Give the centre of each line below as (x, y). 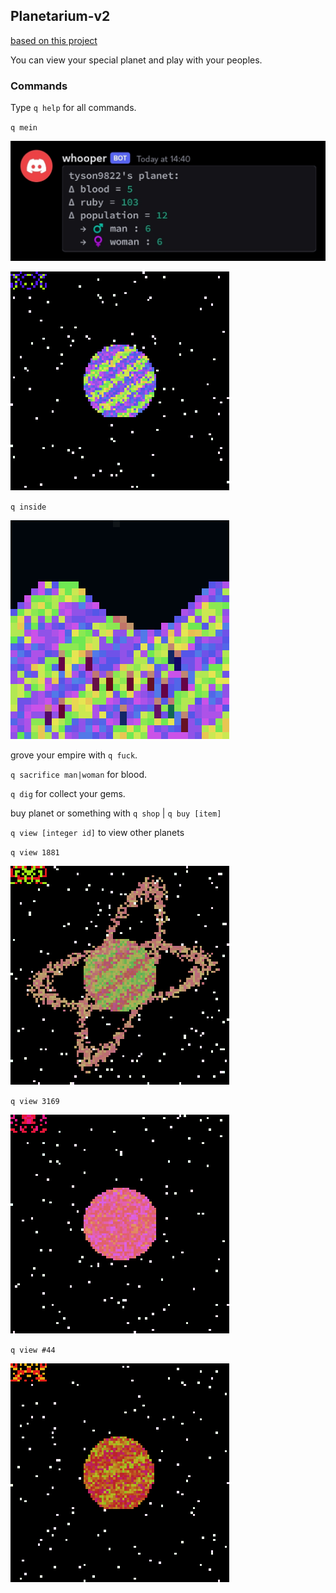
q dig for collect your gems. (68, 793)
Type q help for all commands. (73, 108)
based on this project (54, 40)
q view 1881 (35, 852)
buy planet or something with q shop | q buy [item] (116, 813)
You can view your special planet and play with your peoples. (136, 60)
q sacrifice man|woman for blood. (79, 774)
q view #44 (33, 1350)
